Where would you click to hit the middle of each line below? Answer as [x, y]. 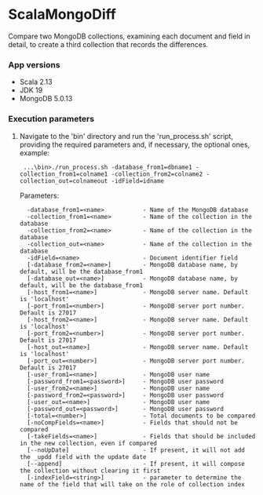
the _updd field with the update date [83, 457]
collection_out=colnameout [64, 181]
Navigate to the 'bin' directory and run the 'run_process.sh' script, [126, 136]
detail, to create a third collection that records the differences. [108, 44]
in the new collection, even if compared [88, 443]
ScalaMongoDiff [62, 15]
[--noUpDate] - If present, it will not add [136, 450]
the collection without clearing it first [90, 471]
